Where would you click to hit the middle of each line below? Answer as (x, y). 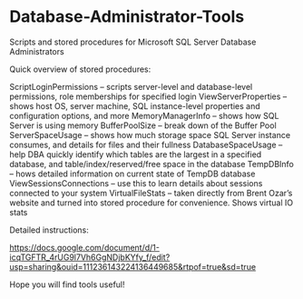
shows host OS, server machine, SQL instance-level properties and (135, 105)
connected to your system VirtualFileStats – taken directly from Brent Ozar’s (151, 193)
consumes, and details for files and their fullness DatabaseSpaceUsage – (146, 145)
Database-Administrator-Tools (127, 17)
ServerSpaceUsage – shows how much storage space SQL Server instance (150, 135)
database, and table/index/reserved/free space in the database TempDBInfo (152, 164)
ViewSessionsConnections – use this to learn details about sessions (136, 183)
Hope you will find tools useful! (67, 284)
